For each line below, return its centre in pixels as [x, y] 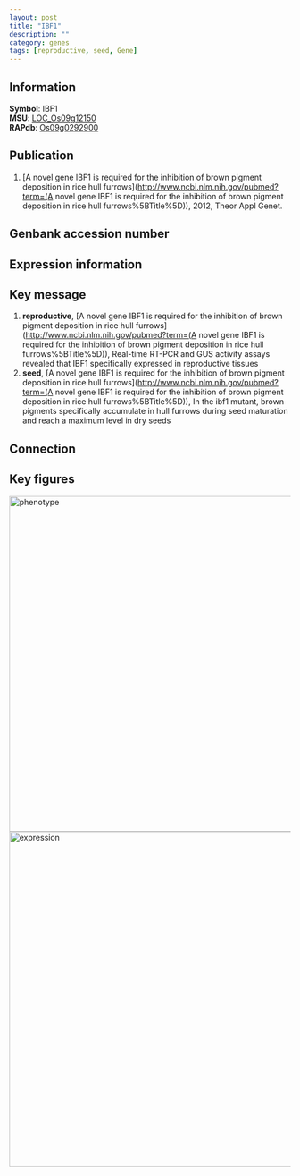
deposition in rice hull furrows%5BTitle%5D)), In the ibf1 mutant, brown [153, 402]
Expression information [76, 264]
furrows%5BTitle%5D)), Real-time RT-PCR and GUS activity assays [146, 354]
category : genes [39, 42]
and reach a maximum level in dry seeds [96, 420]
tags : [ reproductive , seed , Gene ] [74, 51]
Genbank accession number [89, 234]
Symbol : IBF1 [33, 108]
